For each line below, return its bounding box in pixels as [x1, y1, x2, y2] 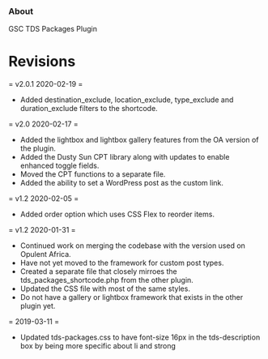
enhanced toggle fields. [19, 160, 100, 171]
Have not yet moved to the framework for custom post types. [19, 258, 224, 268]
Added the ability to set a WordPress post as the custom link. [19, 178, 224, 188]
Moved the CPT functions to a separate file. [19, 169, 166, 179]
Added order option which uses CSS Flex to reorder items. [19, 209, 215, 220]
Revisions [8, 53, 76, 71]
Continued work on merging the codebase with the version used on [19, 241, 245, 250]
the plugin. [19, 143, 57, 153]
